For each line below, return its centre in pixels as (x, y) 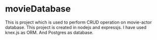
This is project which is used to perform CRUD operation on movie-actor (78, 22)
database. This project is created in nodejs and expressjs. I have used (76, 27)
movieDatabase (38, 9)
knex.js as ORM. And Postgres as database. (49, 32)
